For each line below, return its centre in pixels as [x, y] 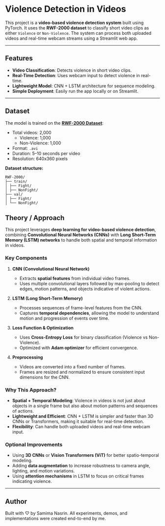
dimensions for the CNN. [44, 377]
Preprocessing [27, 357]
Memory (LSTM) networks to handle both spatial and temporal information [81, 240]
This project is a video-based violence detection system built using [74, 23]
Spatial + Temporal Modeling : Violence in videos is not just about [79, 400]
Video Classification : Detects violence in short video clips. [72, 70]
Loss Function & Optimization [43, 328]
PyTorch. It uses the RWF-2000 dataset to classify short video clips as [77, 28]
